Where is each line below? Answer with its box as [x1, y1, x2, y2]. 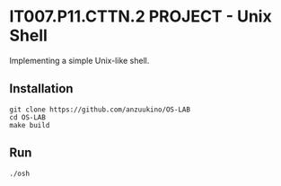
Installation [9, 81, 74, 96]
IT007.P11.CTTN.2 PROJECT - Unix [9, 6, 272, 27]
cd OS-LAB [9, 112, 47, 122]
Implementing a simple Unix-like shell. [9, 55, 150, 66]
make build [9, 120, 50, 129]
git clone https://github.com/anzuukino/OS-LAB [9, 105, 191, 114]
